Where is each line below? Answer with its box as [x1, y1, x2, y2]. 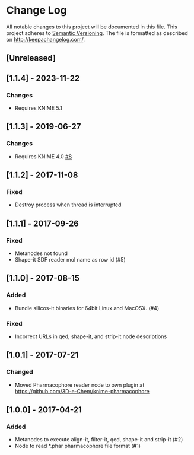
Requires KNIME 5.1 [14, 104, 62, 112]
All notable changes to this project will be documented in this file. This [6, 23, 178, 30]
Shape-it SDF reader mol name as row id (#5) [14, 256, 126, 263]
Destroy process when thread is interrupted [14, 201, 122, 208]
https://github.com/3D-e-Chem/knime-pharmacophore [14, 387, 150, 394]
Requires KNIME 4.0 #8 [14, 152, 72, 160]
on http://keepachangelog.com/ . [6, 36, 85, 43]
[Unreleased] [6, 53, 56, 63]
